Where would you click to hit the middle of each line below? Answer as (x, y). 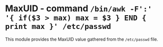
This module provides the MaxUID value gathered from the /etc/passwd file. (82, 39)
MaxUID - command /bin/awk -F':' (79, 9)
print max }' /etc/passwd (58, 27)
